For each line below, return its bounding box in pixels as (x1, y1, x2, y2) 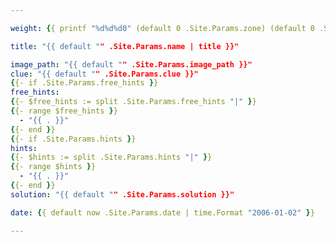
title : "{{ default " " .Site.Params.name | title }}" (10, 41, 240, 51)
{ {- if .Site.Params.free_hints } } (10, 78, 159, 88)
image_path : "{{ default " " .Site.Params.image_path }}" (10, 59, 253, 70)
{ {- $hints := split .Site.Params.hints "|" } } (10, 152, 213, 163)
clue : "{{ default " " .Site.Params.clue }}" (10, 69, 199, 79)
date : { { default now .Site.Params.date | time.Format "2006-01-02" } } (10, 207, 315, 218)
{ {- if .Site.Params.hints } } (10, 134, 137, 144)
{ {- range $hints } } (10, 162, 97, 172)
